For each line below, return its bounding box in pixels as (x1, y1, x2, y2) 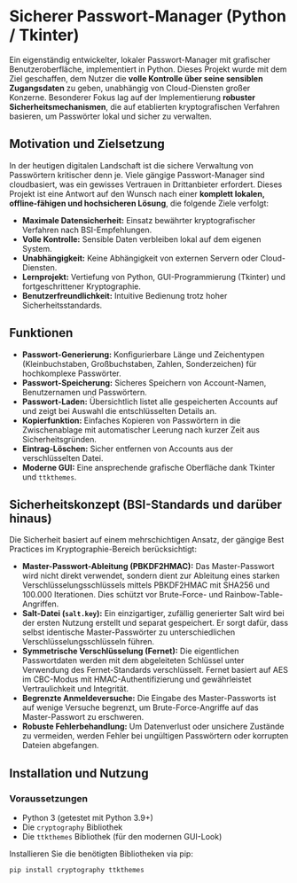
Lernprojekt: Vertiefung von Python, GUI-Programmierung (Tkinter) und (21, 271, 286, 282)
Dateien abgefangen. (21, 740, 99, 751)
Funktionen (9, 325, 74, 340)
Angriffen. (21, 598, 59, 609)
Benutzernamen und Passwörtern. (21, 387, 148, 397)
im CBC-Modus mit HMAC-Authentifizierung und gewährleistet (21, 674, 252, 684)
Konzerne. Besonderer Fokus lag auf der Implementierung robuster (9, 91, 255, 103)
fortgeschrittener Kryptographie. (21, 281, 142, 292)
